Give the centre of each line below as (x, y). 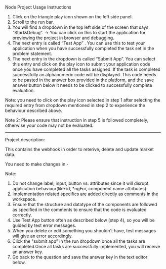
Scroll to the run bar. (33, 22)
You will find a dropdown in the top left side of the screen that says (80, 27)
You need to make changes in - (37, 164)
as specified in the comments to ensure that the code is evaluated (79, 210)
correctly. (22, 215)
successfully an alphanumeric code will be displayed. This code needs (84, 75)
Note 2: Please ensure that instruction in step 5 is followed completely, (77, 120)
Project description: (25, 140)
